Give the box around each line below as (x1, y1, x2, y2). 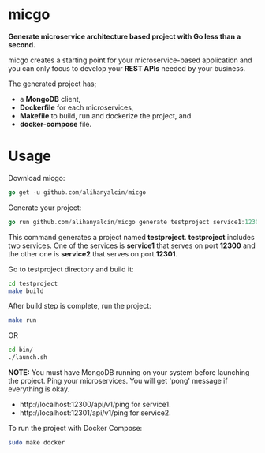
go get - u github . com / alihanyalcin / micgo (8, 188, 147, 197)
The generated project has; (8, 79, 97, 88)
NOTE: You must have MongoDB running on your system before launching (8, 368, 250, 376)
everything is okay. (8, 384, 69, 394)
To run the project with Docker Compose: (8, 424, 143, 432)
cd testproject (8, 279, 58, 287)
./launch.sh (8, 354, 47, 361)
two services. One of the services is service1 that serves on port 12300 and (8, 241, 256, 250)
